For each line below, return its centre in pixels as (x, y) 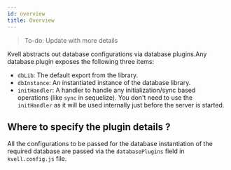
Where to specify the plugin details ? (89, 127)
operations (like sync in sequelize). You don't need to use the (105, 97)
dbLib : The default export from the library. (78, 75)
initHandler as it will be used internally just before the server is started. (121, 105)
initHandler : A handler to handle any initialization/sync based (106, 90)
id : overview (26, 14)
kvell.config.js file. (37, 159)
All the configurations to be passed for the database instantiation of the (110, 144)
